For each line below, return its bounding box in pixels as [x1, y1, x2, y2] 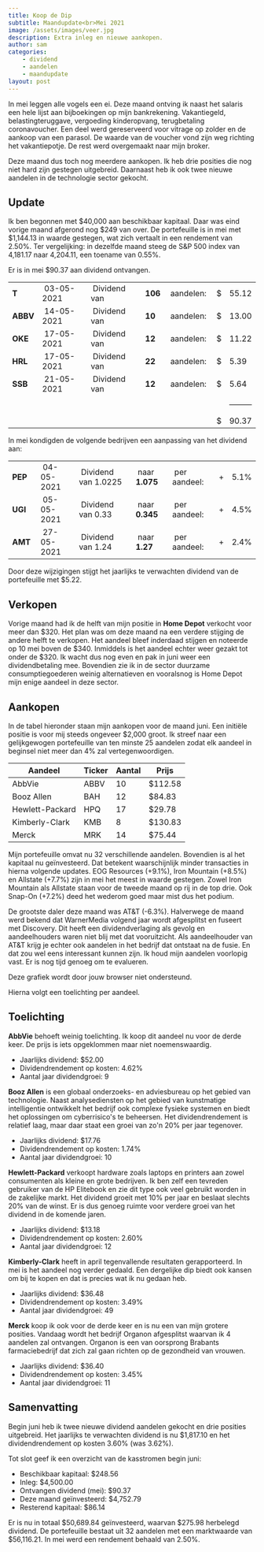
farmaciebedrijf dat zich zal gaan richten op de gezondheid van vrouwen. [8, 1346, 246, 1355]
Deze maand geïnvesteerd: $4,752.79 [19, 1494, 141, 1503]
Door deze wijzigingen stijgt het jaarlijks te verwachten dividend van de [8, 566, 239, 576]
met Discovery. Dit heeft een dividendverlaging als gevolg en [8, 923, 206, 933]
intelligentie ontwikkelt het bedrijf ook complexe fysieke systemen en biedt [8, 1104, 251, 1113]
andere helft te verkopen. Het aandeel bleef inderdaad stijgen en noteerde [8, 636, 248, 645]
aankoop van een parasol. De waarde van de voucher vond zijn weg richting [8, 132, 255, 142]
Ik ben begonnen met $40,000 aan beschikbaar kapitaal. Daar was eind [8, 217, 240, 226]
